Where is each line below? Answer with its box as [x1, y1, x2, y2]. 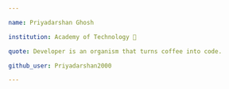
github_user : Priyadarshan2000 [8, 61, 112, 70]
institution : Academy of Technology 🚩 [8, 33, 137, 41]
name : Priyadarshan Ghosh [8, 18, 94, 26]
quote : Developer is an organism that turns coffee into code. [8, 47, 223, 56]
